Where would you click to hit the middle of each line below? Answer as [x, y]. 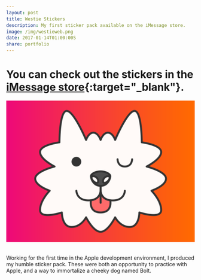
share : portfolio [28, 44]
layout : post [22, 13]
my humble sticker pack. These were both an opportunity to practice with [97, 264]
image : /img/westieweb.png [40, 32]
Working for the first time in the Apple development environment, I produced [100, 258]
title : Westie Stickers [36, 19]
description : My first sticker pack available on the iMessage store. [96, 25]
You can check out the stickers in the [100, 74]
